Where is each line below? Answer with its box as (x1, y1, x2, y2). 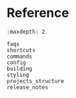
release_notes (6, 83, 49, 91)
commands (6, 53, 33, 60)
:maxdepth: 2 (6, 28, 45, 35)
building (6, 65, 33, 72)
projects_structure (6, 78, 65, 85)
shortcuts (6, 47, 36, 54)
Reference (6, 5, 69, 21)
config (6, 59, 26, 66)
